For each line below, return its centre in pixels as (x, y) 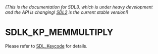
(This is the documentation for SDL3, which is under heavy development (79, 7)
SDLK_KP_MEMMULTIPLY (59, 32)
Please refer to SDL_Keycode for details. (46, 46)
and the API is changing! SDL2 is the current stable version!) (67, 12)
